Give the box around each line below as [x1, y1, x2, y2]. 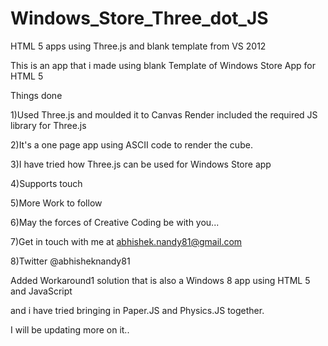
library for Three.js [10, 119, 87, 131]
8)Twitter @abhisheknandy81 [10, 255, 131, 267]
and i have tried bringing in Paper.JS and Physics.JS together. [10, 304, 265, 316]
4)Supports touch [10, 177, 83, 189]
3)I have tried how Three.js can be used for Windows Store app [10, 158, 272, 170]
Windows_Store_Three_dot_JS [10, 7, 269, 30]
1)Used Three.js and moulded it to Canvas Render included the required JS [10, 108, 318, 121]
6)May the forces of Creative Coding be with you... [10, 216, 220, 228]
